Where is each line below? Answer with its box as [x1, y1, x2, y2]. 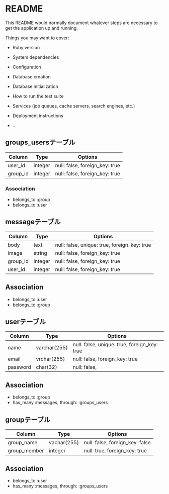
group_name [8, 439, 38, 446]
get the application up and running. [5, 25, 78, 31]
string [33, 249, 47, 256]
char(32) [36, 364, 57, 371]
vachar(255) [48, 439, 79, 446]
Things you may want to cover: [5, 35, 69, 41]
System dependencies [12, 54, 59, 60]
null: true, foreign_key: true [83, 447, 147, 454]
